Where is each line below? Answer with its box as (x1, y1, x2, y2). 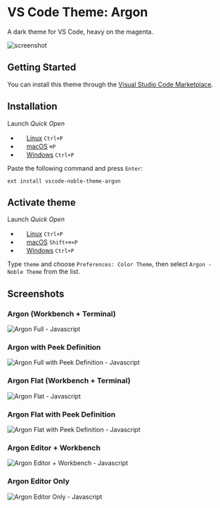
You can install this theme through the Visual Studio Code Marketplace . (7, 80, 214, 89)
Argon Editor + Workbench (7, 443, 101, 452)
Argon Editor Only (7, 476, 70, 486)
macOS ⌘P (26, 142, 56, 150)
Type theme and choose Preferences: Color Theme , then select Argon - (7, 260, 212, 268)
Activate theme (7, 196, 76, 208)
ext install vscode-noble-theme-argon (7, 177, 121, 185)
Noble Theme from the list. (7, 268, 81, 276)
